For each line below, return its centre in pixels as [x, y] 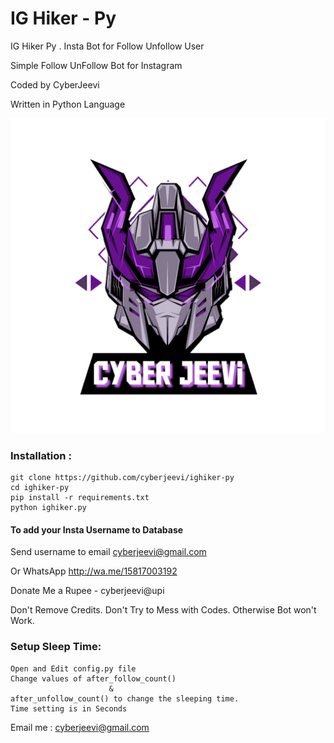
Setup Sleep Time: [56, 647]
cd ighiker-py [40, 488]
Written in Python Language [68, 104]
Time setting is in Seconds [69, 708]
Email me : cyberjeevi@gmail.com [80, 727]
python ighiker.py [48, 508]
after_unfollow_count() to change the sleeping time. [125, 698]
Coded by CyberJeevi [55, 84]
